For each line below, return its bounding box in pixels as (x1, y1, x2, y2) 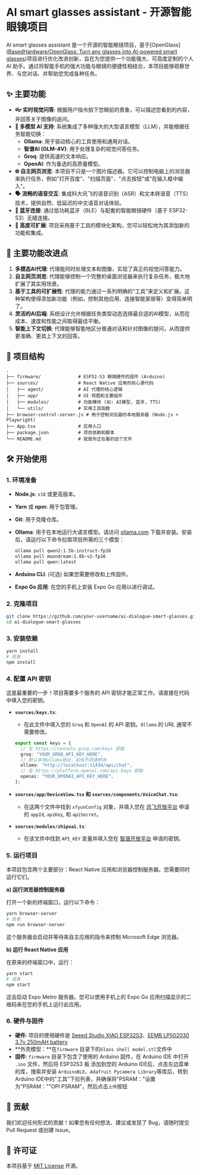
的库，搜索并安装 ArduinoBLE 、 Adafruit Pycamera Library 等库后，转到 (14, 1068, 189, 1075)
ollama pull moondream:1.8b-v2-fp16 (14, 553, 106, 559)
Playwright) (6, 417, 36, 423)
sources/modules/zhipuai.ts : (14, 822, 86, 830)
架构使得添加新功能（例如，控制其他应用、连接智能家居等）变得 (20, 295, 177, 302)
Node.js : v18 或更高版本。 (14, 490, 79, 498)
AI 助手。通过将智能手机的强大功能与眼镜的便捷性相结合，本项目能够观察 (6, 62, 185, 69)
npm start (6, 982, 31, 988)
